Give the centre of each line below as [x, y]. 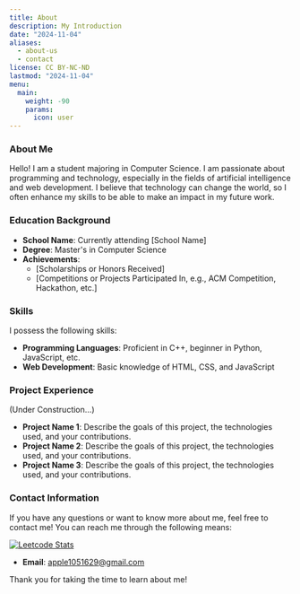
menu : [19, 84]
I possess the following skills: [63, 331]
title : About [34, 17]
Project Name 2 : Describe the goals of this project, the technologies [148, 446]
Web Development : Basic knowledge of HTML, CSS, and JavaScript [148, 367]
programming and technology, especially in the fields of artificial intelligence [150, 178]
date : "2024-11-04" [46, 34]
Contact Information [55, 498]
